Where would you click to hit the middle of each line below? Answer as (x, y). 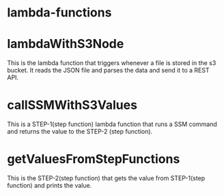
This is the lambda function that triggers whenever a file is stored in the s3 (112, 63)
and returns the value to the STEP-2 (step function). (80, 132)
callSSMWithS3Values (72, 105)
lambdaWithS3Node (66, 44)
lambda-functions (59, 13)
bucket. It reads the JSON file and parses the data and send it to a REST (108, 71)
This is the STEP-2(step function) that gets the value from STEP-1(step (106, 178)
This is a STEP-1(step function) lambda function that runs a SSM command (112, 124)
